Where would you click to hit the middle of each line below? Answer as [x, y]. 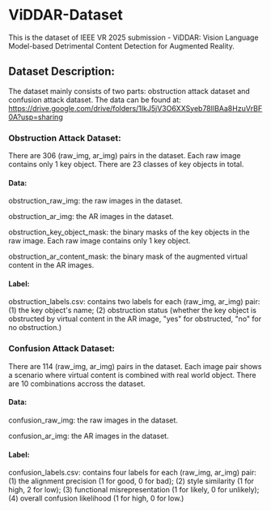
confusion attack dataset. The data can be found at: [95, 100]
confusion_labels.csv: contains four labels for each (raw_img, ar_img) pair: [133, 473]
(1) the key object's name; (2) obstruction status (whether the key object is [133, 311]
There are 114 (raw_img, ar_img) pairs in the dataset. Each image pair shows [135, 366]
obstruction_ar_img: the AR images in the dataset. [91, 217]
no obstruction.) [35, 328]
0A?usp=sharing [36, 117]
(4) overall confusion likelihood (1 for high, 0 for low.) [96, 498]
